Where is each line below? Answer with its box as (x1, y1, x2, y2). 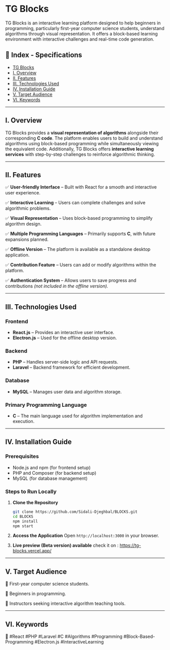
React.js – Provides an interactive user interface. (12, 330, 115, 336)
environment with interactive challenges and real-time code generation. (5, 36, 154, 42)
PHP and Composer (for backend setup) (12, 470, 97, 476)
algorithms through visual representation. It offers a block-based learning (5, 30, 158, 37)
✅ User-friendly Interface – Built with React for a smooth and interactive (5, 184, 157, 190)
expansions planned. (5, 237, 49, 243)
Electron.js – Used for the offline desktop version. (12, 335, 117, 341)
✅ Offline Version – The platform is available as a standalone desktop (5, 246, 151, 252)
